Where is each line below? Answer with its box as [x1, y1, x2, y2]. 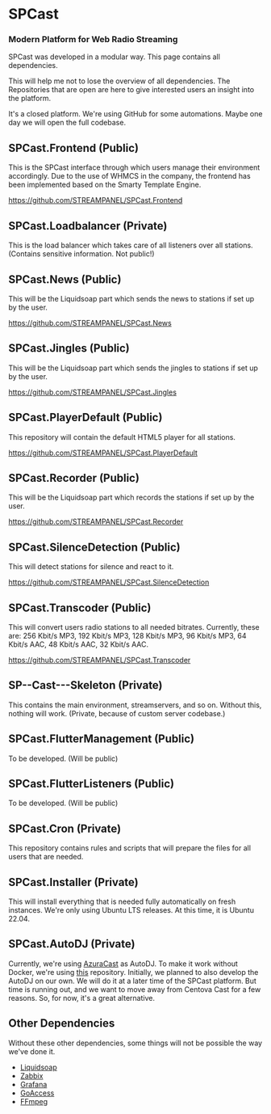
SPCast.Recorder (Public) [8, 470, 140, 485]
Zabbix [19, 1070, 44, 1080]
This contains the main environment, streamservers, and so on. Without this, [8, 700, 262, 710]
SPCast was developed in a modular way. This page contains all [8, 52, 220, 61]
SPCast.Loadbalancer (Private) [8, 219, 168, 233]
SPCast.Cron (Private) [8, 821, 122, 835]
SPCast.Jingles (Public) [8, 341, 131, 356]
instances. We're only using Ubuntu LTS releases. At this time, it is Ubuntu [8, 905, 254, 915]
